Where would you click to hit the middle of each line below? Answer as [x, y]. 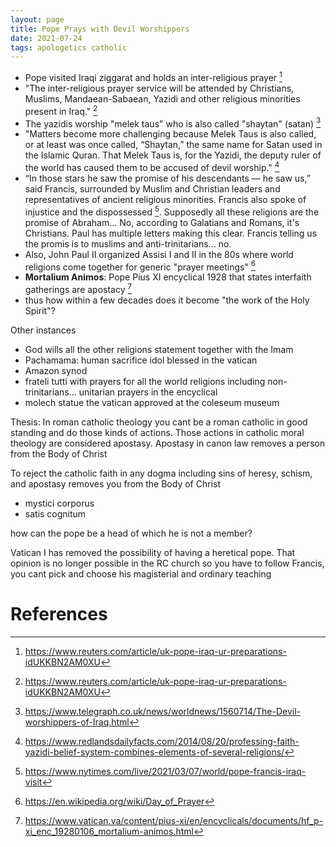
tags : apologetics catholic [69, 47]
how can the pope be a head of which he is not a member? [131, 533]
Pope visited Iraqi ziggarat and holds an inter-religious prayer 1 [153, 76]
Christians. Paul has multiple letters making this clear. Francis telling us [171, 233]
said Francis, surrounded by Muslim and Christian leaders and [152, 188]
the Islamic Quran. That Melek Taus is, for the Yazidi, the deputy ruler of [173, 155]
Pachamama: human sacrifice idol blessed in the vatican [141, 360]
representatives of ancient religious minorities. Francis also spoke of [165, 199]
